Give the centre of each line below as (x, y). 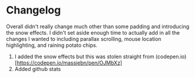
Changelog (33, 10)
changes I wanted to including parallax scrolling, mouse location (84, 39)
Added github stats (38, 69)
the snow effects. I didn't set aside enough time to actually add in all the (93, 32)
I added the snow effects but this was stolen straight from (84, 56)
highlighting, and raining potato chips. (52, 45)
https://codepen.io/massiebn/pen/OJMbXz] (69, 63)
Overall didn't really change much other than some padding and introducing (98, 26)
